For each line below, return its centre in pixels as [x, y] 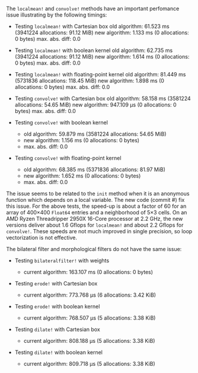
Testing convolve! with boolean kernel [61, 123]
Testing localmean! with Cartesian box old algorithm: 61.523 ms [92, 26]
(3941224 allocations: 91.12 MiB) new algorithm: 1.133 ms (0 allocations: [102, 33]
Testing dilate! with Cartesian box [58, 329]
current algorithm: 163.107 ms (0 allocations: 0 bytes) [88, 272]
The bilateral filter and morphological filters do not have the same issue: [94, 249]
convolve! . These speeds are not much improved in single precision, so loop [99, 231]
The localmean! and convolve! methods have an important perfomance [93, 9]
